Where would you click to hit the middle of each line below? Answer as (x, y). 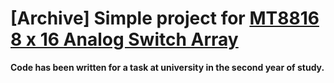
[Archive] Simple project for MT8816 (165, 18)
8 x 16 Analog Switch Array (124, 39)
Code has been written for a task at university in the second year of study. (167, 67)
